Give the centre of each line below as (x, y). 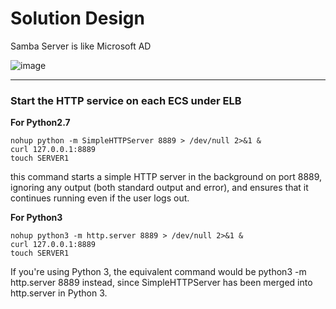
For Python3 (36, 218)
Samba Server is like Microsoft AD (81, 46)
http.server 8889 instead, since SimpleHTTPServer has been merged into (161, 283)
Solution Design (77, 18)
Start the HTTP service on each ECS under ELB (126, 100)
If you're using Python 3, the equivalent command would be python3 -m (158, 272)
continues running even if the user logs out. (100, 198)
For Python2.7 (40, 123)
